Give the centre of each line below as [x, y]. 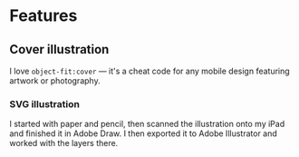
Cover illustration [59, 49]
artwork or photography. [55, 81]
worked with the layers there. [64, 143]
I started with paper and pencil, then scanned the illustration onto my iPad [147, 124]
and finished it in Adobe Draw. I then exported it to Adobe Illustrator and [144, 133]
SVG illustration [44, 103]
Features [43, 16]
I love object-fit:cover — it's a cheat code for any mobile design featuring [149, 71]
